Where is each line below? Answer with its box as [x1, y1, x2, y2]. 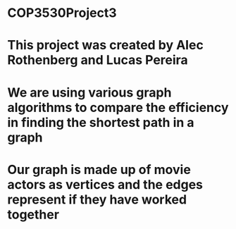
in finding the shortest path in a [7, 114, 195, 130]
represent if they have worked [7, 192, 187, 207]
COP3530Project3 [7, 5, 117, 21]
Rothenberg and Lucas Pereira [7, 52, 188, 68]
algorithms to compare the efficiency [7, 99, 229, 116]
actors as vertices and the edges [7, 176, 203, 192]
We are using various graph [7, 85, 172, 100]
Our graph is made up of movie [7, 161, 192, 178]
